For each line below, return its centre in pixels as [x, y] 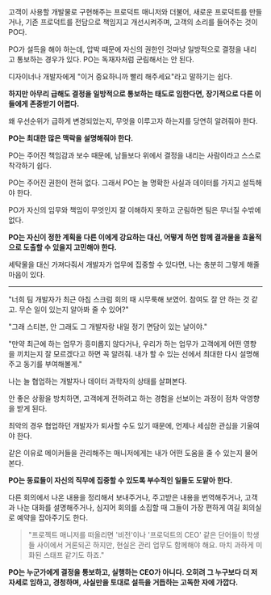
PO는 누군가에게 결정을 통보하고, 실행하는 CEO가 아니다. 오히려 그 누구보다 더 [129, 572]
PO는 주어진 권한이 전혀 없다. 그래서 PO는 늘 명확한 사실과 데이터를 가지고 [125, 183]
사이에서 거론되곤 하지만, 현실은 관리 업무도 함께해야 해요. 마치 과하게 [145, 545]
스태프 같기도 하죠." [74, 555]
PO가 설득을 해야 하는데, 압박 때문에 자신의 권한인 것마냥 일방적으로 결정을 [125, 49]
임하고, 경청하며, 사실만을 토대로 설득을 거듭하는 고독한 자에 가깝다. [134, 582]
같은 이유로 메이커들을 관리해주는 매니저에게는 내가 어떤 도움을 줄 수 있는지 [126, 453]
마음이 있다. [27, 274]
